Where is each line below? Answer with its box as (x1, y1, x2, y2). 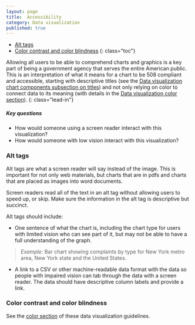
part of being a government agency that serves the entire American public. (6, 65, 187, 72)
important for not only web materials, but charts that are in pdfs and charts (6, 171, 187, 178)
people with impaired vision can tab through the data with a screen (14, 272, 177, 279)
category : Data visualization (6, 19, 80, 25)
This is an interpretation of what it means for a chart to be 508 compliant (6, 71, 182, 78)
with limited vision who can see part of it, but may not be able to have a (14, 230, 187, 237)
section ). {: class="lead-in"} (6, 96, 74, 103)
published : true (6, 25, 46, 31)
